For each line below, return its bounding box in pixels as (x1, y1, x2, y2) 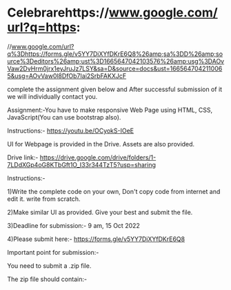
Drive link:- (7, 153, 39, 162)
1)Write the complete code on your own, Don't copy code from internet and (7, 187, 221, 195)
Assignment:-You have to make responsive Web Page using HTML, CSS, (7, 106, 212, 114)
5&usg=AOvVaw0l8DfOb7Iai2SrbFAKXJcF (7, 71, 126, 80)
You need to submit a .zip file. (7, 261, 92, 270)
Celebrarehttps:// (7, 5, 110, 21)
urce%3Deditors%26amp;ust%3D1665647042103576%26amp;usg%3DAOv (7, 57, 225, 65)
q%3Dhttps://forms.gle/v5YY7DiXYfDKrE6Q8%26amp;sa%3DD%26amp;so (7, 50, 223, 58)
